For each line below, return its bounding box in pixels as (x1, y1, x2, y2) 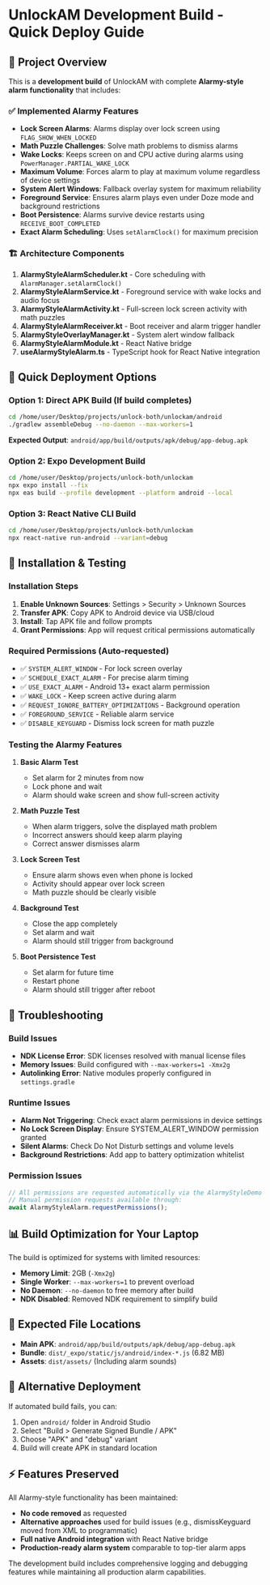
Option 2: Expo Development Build (8, 455, 146, 467)
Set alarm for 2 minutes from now (32, 773, 144, 783)
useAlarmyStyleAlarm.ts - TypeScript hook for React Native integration (19, 347, 260, 357)
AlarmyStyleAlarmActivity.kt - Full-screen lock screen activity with (19, 304, 247, 314)
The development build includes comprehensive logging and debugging (8, 1558, 248, 1569)
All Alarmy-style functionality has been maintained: (8, 1493, 179, 1502)
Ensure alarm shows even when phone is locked (32, 870, 193, 880)
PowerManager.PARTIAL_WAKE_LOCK (19, 160, 129, 168)
